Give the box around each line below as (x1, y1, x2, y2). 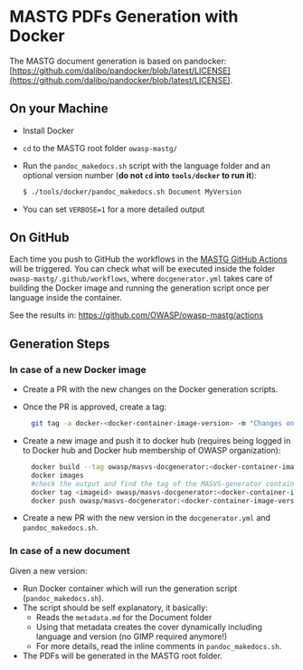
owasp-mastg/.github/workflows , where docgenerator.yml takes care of (9, 273, 273, 284)
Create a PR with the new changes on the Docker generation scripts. (22, 384, 279, 395)
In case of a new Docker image (9, 363, 147, 376)
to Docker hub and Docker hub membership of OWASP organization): (22, 445, 281, 455)
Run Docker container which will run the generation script (22, 582, 238, 594)
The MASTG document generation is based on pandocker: (9, 55, 227, 66)
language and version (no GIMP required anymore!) (35, 631, 228, 642)
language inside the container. (9, 292, 122, 303)
